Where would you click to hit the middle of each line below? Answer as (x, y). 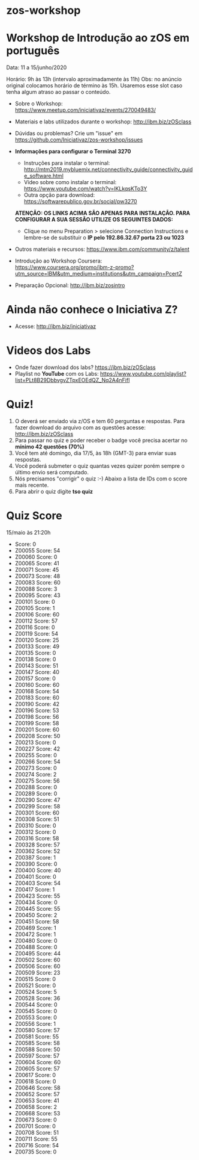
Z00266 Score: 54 (37, 761)
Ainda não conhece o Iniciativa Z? (92, 310)
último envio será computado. (52, 472)
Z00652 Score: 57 (37, 1094)
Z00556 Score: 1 (35, 1023)
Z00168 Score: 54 (37, 691)
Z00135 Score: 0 (35, 653)
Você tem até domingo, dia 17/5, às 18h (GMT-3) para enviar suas (96, 453)
